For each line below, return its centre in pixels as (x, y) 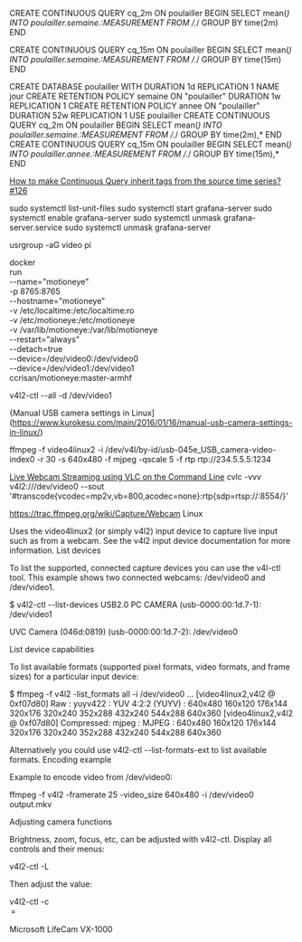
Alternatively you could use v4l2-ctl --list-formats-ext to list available (138, 750)
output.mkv (31, 804)
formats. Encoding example (61, 760)
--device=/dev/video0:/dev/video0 (74, 358)
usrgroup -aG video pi (51, 245)
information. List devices (55, 550)
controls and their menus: (57, 849)
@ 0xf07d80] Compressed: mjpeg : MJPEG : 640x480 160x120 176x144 (143, 723)
